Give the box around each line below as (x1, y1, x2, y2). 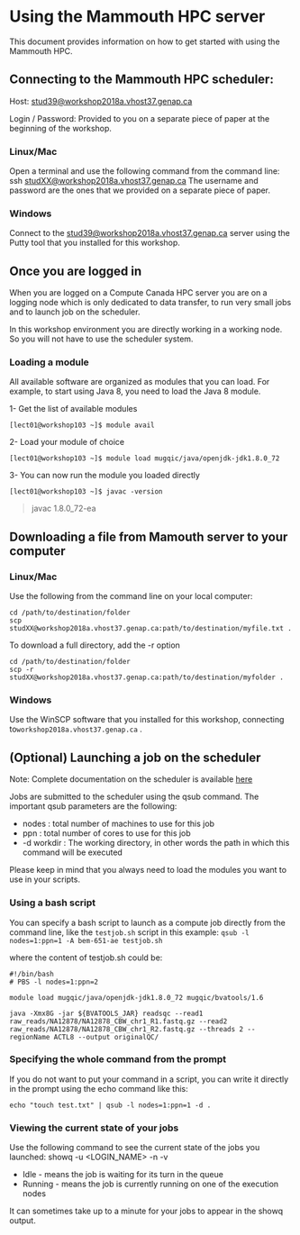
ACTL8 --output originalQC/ (53, 1032, 159, 1041)
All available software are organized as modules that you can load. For (9, 377, 270, 387)
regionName (9, 1032, 50, 1041)
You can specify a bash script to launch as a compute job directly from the (9, 917, 286, 928)
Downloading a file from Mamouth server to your (9, 529, 288, 544)
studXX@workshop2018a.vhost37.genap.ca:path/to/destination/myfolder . (9, 673, 284, 682)
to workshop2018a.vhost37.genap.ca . (9, 723, 142, 735)
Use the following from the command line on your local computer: (9, 591, 253, 602)
